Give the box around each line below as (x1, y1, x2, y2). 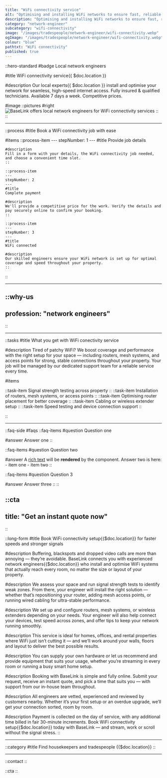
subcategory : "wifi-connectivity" (5, 26, 77, 31)
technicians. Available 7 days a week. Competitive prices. (5, 93, 123, 99)
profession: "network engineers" (5, 310, 110, 318)
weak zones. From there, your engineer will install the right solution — (5, 586, 148, 592)
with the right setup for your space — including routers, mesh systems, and (5, 352, 160, 358)
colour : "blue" (5, 40, 37, 45)
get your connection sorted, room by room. (5, 704, 93, 710)
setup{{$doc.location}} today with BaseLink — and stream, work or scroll (5, 724, 155, 730)
